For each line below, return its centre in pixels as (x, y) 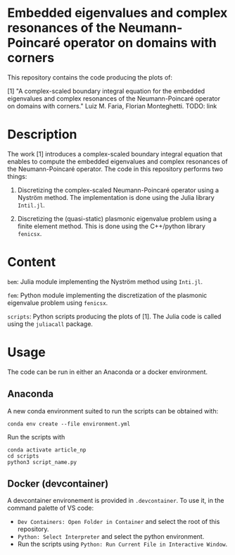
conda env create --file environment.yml (69, 424)
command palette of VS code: (51, 508)
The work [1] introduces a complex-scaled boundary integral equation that (115, 154)
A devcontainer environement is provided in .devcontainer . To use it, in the (116, 501)
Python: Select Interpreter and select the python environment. (111, 537)
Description (42, 135)
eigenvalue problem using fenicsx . (58, 303)
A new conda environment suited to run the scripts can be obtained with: (113, 411)
